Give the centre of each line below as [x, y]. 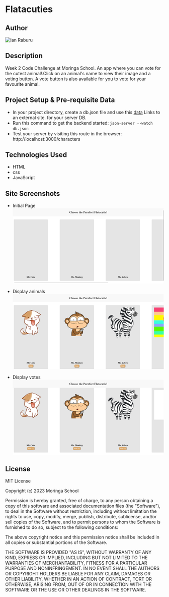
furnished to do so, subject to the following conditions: [62, 527]
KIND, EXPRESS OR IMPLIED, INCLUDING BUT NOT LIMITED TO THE [76, 558]
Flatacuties [29, 9]
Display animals [29, 291]
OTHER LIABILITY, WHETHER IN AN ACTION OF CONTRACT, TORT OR [78, 579]
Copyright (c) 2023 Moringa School [42, 491]
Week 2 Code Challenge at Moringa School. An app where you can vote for [83, 68]
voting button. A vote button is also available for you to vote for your [76, 79]
